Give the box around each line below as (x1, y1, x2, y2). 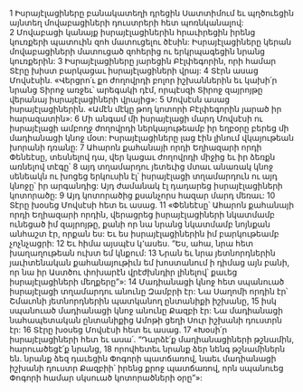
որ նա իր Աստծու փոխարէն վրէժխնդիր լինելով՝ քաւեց (9, 266, 238, 277)
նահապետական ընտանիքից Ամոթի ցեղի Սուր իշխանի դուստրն (9, 315, 282, 325)
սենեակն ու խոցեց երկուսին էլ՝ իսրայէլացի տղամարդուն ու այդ (9, 171, 278, 182)
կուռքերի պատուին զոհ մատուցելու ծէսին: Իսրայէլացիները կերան (9, 36, 292, 47)
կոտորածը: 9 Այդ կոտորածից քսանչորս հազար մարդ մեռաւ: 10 (9, 190, 276, 201)
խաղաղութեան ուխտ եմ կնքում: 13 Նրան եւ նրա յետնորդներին (9, 247, 276, 258)
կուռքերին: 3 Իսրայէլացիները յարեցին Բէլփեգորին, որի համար (9, 56, 277, 66)
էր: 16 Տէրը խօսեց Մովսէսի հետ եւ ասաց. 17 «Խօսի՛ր (9, 324, 228, 335)
